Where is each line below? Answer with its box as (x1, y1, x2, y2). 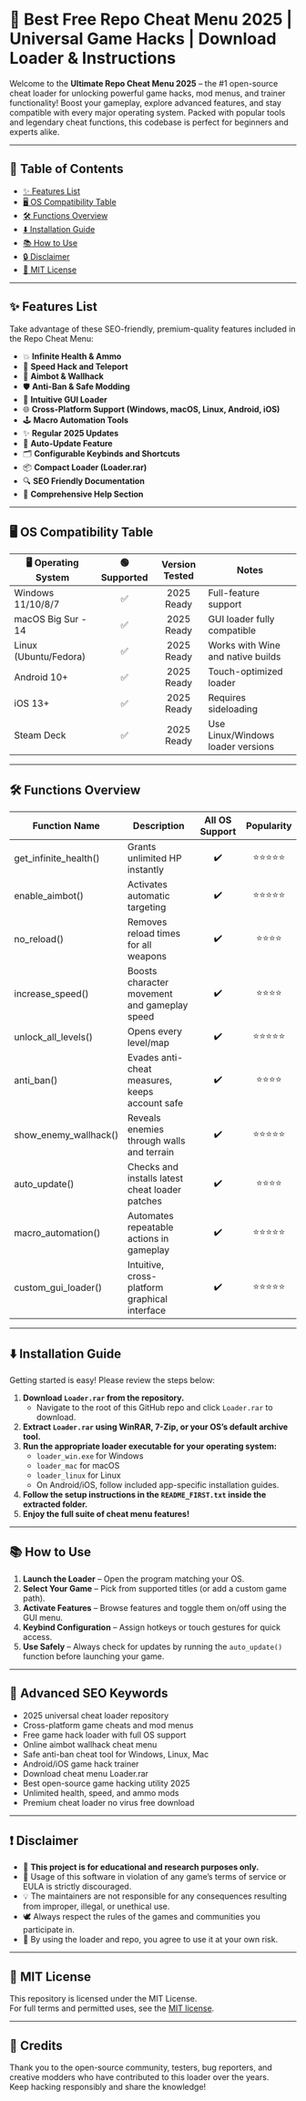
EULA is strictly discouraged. (22, 1881, 132, 1892)
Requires (208, 692, 246, 704)
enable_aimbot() (14, 889, 85, 902)
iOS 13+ (14, 697, 50, 710)
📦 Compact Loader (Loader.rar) (22, 461, 148, 473)
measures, (127, 1074, 173, 1087)
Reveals (127, 1112, 161, 1124)
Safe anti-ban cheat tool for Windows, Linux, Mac (22, 1748, 209, 1759)
